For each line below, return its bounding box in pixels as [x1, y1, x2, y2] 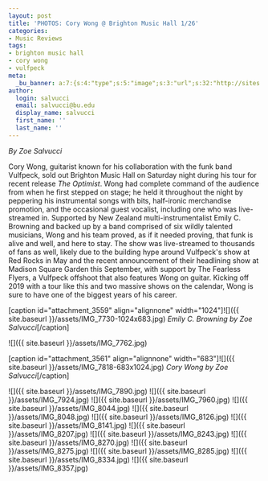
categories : [8, 27, 48, 35]
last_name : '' [15, 124, 63, 132]
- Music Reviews [8, 34, 63, 43]
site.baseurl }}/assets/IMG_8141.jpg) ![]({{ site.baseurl [8, 420, 186, 430]
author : [8, 86, 35, 95]
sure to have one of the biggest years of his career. [8, 290, 178, 299]
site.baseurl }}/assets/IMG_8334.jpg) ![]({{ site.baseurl [8, 454, 189, 464]
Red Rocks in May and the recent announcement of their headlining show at [8, 255, 259, 265]
